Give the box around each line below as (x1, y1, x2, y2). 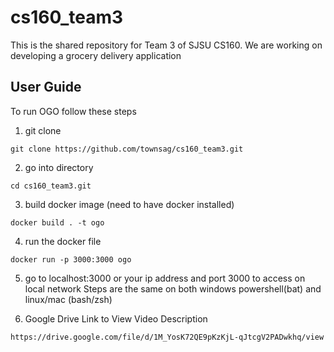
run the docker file (24, 235, 102, 247)
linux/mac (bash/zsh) (24, 293, 113, 305)
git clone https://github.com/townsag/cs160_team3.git (10, 144, 244, 154)
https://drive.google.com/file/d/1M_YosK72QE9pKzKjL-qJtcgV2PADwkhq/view (10, 332, 325, 342)
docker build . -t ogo (10, 217, 105, 228)
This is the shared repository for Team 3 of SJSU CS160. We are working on (10, 39, 323, 51)
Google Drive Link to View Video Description (24, 312, 208, 325)
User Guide (10, 79, 82, 96)
